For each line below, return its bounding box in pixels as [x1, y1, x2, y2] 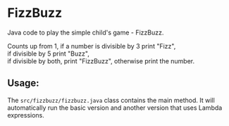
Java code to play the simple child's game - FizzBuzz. [7, 28, 164, 37]
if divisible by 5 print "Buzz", [7, 49, 89, 58]
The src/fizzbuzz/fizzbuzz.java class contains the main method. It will [7, 96, 215, 104]
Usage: [7, 77, 40, 89]
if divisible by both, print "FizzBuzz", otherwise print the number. [7, 56, 195, 65]
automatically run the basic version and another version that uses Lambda [7, 103, 223, 112]
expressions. [7, 111, 44, 119]
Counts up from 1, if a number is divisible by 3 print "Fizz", [7, 42, 176, 50]
